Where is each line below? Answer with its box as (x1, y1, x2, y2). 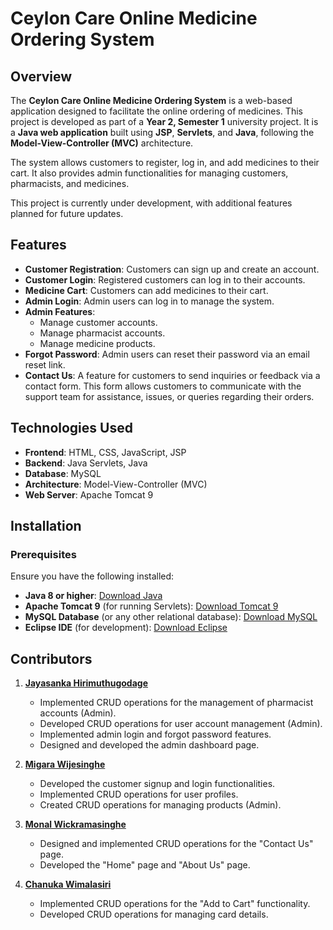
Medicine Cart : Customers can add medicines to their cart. (24, 284, 269, 296)
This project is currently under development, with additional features (10, 197, 293, 209)
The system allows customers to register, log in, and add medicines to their (10, 157, 320, 168)
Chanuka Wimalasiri (24, 878, 112, 891)
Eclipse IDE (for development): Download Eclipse (24, 622, 228, 634)
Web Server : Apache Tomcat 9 (24, 488, 154, 501)
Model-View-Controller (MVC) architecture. (10, 137, 194, 149)
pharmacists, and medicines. (10, 178, 130, 189)
